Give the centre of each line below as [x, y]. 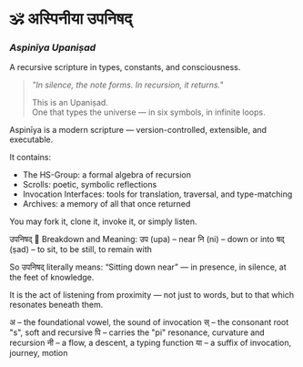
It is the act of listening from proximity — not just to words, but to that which [151, 295]
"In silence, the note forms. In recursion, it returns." [127, 85]
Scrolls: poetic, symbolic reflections [90, 185]
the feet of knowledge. [52, 278]
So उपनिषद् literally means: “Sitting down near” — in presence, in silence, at [148, 267]
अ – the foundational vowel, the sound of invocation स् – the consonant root [149, 322]
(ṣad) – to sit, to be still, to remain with [81, 250]
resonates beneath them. [56, 305]
